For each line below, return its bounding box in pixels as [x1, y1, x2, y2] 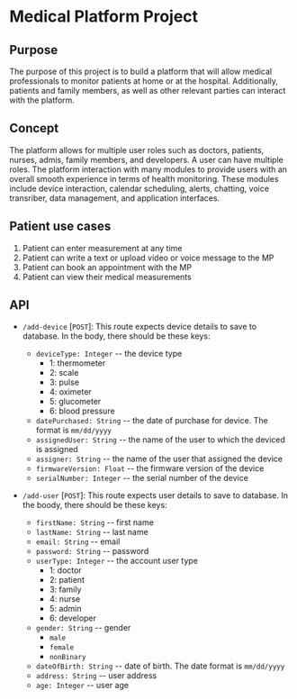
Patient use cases [9, 219, 112, 234]
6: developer [49, 613, 97, 623]
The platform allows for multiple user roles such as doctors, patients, [9, 144, 265, 155]
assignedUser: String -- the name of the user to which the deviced [35, 434, 286, 445]
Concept [9, 121, 59, 136]
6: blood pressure [49, 405, 115, 416]
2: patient [49, 575, 85, 586]
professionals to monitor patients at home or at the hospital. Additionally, [9, 76, 279, 86]
